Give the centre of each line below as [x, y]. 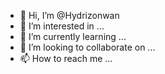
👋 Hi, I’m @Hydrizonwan [69, 15]
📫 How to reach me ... [66, 58]
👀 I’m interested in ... [62, 26]
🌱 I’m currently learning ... [73, 36]
